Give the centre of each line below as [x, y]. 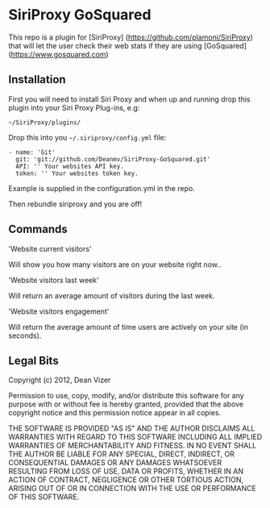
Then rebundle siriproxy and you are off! [75, 204]
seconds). [25, 335]
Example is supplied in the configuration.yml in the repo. [102, 188]
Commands [38, 229]
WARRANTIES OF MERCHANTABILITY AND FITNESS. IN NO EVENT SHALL [133, 446]
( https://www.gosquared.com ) [58, 54]
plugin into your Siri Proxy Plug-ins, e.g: [74, 107]
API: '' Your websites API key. [70, 166]
